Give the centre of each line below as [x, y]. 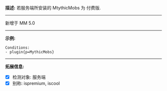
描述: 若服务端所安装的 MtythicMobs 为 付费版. [53, 8]
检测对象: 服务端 [29, 77]
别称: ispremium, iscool [36, 84]
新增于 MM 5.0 [20, 23]
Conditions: [17, 48]
